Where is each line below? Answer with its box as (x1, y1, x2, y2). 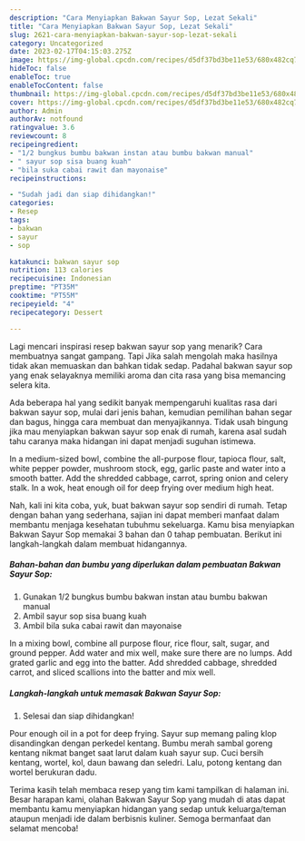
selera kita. (9, 379, 51, 391)
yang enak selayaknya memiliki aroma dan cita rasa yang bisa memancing (9, 370, 286, 381)
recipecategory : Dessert (9, 308, 103, 317)
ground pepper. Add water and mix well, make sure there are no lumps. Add (9, 648, 293, 658)
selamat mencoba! (9, 823, 79, 834)
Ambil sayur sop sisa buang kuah (22, 610, 147, 622)
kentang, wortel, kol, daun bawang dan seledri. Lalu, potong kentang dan (9, 757, 282, 768)
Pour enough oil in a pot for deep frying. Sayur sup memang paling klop (9, 728, 277, 739)
